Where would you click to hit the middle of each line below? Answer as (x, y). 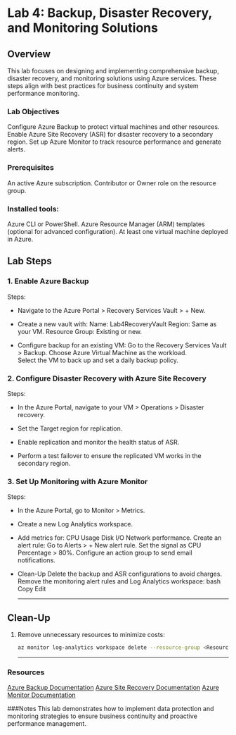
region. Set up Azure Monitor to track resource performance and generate (114, 142)
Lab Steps (30, 261)
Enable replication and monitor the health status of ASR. (98, 442)
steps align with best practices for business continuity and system (103, 86)
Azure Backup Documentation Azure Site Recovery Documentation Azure (113, 688)
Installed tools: (33, 209)
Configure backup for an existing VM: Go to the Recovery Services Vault (122, 345)
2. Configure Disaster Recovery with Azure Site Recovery (107, 378)
